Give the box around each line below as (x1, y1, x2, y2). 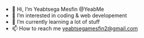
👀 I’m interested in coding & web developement (11, 12, 127, 19)
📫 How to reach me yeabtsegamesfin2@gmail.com (11, 25, 138, 32)
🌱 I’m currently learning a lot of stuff (11, 18, 100, 25)
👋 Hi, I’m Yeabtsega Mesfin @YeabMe (11, 6, 105, 12)
